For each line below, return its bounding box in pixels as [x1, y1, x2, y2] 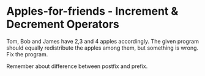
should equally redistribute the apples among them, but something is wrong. [6, 44, 199, 51]
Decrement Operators [6, 17, 119, 31]
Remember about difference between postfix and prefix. [6, 63, 148, 70]
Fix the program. [6, 50, 48, 58]
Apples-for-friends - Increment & [6, 4, 179, 18]
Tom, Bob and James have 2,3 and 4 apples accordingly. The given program [6, 37, 199, 45]
